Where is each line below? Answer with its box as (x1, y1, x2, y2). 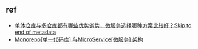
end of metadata (14, 28, 56, 36)
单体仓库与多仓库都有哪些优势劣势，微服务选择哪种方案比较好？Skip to (14, 21, 192, 29)
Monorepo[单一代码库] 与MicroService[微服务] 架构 (14, 36, 143, 43)
